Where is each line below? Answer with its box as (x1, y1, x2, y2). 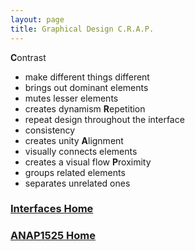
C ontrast (10, 51, 47, 63)
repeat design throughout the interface (24, 113, 185, 125)
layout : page (10, 14, 65, 25)
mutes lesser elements (24, 92, 119, 104)
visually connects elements (24, 145, 138, 157)
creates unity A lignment (24, 134, 124, 146)
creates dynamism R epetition (24, 102, 146, 115)
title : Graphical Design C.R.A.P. (10, 24, 155, 34)
